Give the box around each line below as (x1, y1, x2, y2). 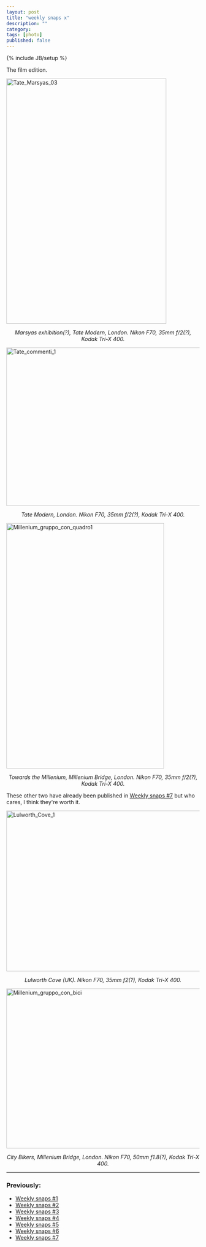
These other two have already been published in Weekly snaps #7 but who (6, 792, 195, 799)
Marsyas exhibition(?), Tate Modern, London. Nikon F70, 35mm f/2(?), (14, 329, 192, 336)
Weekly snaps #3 (15, 1208, 59, 1215)
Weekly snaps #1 (15, 1195, 58, 1202)
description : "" (6, 20, 48, 26)
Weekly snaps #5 (15, 1221, 59, 1229)
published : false (6, 37, 51, 44)
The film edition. (6, 66, 48, 74)
